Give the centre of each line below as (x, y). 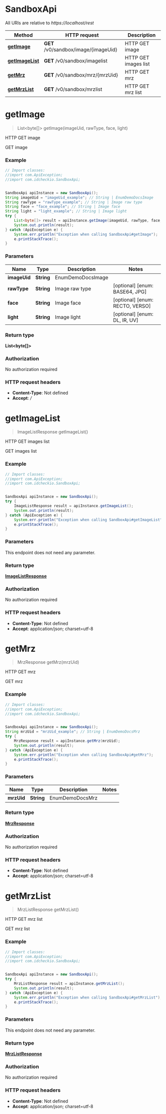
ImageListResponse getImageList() (53, 432)
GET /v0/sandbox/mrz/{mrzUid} (81, 75)
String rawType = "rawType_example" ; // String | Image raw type (74, 202)
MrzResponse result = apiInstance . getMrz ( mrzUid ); (67, 741)
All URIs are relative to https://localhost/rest (49, 23)
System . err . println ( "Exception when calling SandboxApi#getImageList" (88, 520)
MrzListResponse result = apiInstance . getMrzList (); (69, 984)
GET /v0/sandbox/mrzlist (73, 89)
